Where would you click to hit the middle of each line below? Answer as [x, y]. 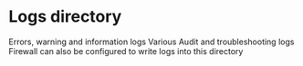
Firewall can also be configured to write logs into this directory [126, 51]
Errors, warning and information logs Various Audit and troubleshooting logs [151, 42]
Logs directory [65, 17]
